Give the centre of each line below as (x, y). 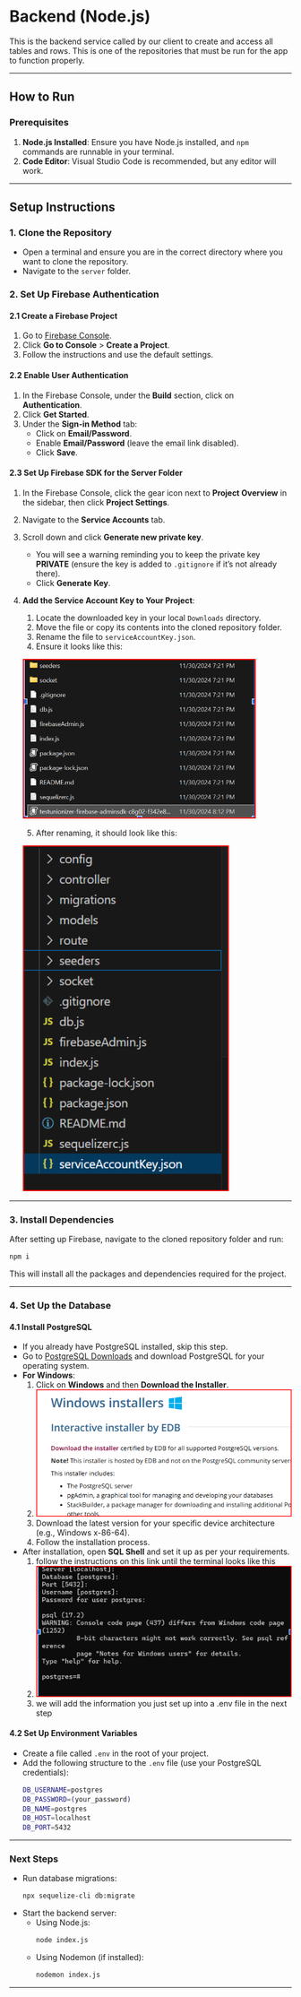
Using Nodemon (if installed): (90, 1958)
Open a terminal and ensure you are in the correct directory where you (153, 252)
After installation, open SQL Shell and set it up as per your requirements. (156, 1552)
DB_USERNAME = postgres (62, 1790)
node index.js (62, 1941)
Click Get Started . (56, 414)
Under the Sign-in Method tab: (80, 424)
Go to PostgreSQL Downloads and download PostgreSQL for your (143, 1356)
